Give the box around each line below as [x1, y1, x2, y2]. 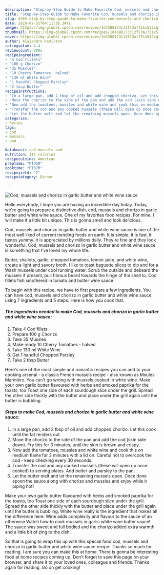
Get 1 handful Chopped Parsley [12, 352, 75, 358]
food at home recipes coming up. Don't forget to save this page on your [5, 554, 149, 560]
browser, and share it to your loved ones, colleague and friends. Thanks [5, 559, 150, 565]
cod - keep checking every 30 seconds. [12, 457, 93, 463]
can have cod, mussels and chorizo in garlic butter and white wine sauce [5, 292, 152, 298]
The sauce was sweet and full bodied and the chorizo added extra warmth [5, 524, 155, 530]
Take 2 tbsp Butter [12, 357, 50, 363]
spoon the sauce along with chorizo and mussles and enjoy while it [12, 478, 147, 484]
